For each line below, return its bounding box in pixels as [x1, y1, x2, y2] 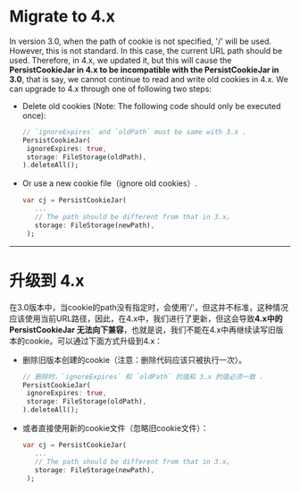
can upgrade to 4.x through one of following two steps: [9, 83, 212, 94]
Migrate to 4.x [9, 6, 116, 27]
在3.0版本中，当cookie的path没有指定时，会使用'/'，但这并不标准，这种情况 [9, 301, 288, 312]
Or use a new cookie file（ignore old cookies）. [21, 178, 198, 189]
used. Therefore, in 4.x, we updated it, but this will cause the [9, 55, 232, 65]
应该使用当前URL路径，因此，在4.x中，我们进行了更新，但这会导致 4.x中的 [9, 313, 283, 324]
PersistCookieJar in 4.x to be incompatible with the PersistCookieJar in [9, 64, 279, 75]
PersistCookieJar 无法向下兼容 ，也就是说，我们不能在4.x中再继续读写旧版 [9, 324, 284, 334]
